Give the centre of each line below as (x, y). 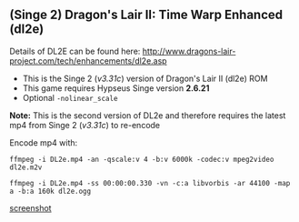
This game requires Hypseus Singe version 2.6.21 (116, 88)
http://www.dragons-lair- (189, 51)
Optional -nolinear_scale (70, 97)
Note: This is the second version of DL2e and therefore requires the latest (148, 115)
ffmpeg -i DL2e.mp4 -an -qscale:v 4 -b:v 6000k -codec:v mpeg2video (142, 159)
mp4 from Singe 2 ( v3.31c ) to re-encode (85, 125)
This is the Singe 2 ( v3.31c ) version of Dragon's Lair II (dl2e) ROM (145, 78)
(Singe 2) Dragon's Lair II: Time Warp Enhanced (146, 15)
